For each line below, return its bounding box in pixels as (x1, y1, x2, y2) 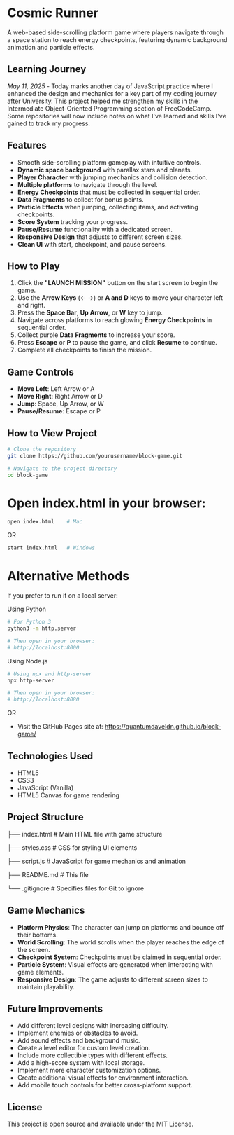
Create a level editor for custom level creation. (17, 1044, 151, 1052)
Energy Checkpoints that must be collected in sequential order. (17, 188, 201, 196)
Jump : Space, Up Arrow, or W (17, 399, 104, 408)
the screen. (17, 945, 50, 954)
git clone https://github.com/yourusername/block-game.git (7, 452, 183, 460)
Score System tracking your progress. (17, 217, 128, 226)
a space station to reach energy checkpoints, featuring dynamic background (7, 35, 228, 43)
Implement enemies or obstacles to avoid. (17, 1029, 138, 1038)
